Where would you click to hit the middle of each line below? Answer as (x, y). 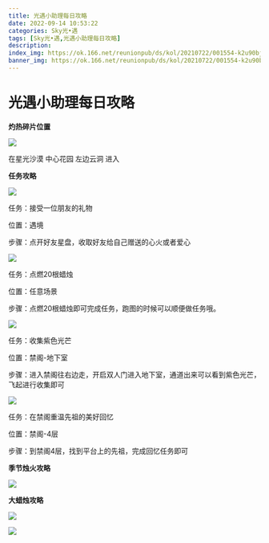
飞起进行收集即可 (36, 384)
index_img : (26, 53)
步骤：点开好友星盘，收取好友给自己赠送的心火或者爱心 (99, 242)
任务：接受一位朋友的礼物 (50, 208)
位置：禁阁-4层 (33, 434)
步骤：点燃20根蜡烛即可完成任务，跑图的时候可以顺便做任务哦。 (114, 308)
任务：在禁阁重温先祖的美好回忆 (61, 416)
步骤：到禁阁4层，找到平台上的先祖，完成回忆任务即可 (98, 451)
